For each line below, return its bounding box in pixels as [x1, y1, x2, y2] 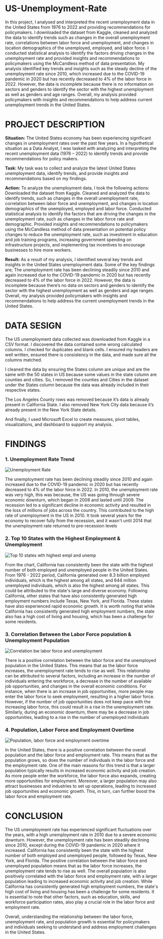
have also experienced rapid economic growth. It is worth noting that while [5, 603, 155, 609]
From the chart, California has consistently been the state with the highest [5, 562, 153, 567]
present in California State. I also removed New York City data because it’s [5, 401, 154, 407]
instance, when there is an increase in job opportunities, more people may [5, 688, 154, 694]
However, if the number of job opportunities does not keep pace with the [5, 698, 151, 704]
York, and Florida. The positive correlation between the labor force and [5, 858, 147, 864]
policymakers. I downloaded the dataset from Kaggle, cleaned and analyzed [5, 29, 158, 35]
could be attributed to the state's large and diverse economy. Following [5, 587, 147, 593]
